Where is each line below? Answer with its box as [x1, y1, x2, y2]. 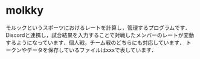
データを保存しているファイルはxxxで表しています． [26, 46, 157, 54]
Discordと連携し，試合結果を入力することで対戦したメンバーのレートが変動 [5, 31, 195, 39]
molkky [5, 4, 44, 17]
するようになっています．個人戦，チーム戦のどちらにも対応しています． [5, 39, 185, 46]
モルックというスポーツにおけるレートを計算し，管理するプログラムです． [5, 24, 191, 31]
